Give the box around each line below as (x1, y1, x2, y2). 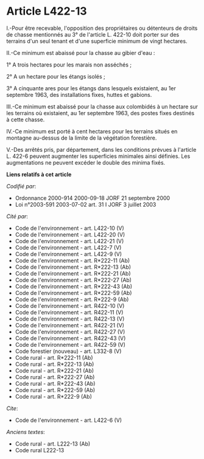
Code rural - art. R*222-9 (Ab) (15, 393, 93, 400)
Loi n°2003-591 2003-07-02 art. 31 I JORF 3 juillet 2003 (15, 201, 157, 208)
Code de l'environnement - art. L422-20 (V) (15, 230, 125, 238)
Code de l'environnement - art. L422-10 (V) (15, 224, 125, 232)
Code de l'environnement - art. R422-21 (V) (15, 321, 125, 329)
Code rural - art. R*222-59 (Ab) (15, 386, 96, 394)
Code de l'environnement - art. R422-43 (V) (15, 334, 126, 342)
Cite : (6, 404, 18, 412)
